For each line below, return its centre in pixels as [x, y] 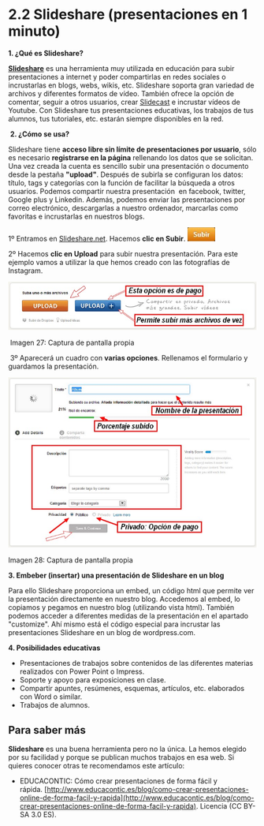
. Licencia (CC [219, 806]
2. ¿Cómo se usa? [39, 134]
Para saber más [47, 730]
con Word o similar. [51, 697]
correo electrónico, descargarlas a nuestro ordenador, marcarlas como [123, 207]
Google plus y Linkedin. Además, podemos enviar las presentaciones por [127, 200]
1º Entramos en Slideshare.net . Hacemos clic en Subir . [97, 238]
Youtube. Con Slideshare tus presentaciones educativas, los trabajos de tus [131, 110]
